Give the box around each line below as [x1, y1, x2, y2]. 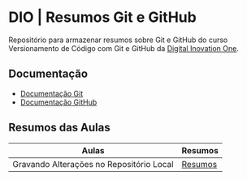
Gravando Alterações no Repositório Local [12, 158, 174, 169]
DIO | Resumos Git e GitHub [8, 8, 197, 27]
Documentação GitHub [19, 97, 97, 107]
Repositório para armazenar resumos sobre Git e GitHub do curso [8, 35, 228, 45]
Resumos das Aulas [8, 121, 111, 135]
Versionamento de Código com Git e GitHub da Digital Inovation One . [8, 43, 240, 53]
